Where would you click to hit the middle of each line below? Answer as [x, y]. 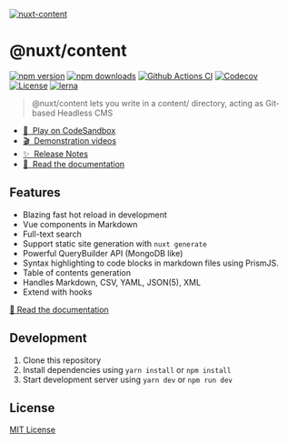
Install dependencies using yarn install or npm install [127, 369]
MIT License [33, 430]
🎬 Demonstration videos [69, 140]
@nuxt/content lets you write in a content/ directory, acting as [147, 103]
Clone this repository [62, 360]
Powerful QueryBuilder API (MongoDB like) [103, 253]
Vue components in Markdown [80, 224]
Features [35, 192]
